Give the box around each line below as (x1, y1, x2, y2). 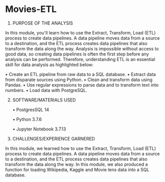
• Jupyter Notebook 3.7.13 (12, 126, 66, 132)
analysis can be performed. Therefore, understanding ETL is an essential (5, 56, 155, 62)
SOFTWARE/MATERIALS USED (12, 96, 76, 103)
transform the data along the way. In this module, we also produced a (5, 161, 148, 167)
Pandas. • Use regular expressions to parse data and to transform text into (5, 81, 159, 88)
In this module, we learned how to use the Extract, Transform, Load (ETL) (5, 145, 156, 151)
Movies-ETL (5, 3, 57, 15)
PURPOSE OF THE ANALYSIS (12, 20, 73, 26)
